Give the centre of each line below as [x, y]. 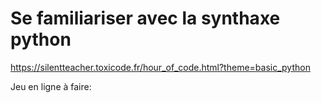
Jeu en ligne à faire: [51, 86]
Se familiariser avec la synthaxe [145, 18]
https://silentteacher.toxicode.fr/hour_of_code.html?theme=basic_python [160, 67]
